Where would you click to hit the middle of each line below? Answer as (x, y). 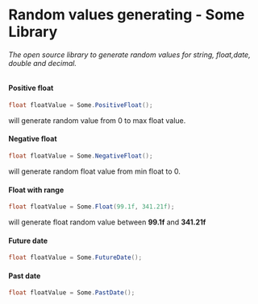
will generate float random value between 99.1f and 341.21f (107, 222)
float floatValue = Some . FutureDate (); (75, 258)
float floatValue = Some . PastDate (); (72, 293)
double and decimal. (42, 63)
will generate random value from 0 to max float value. (97, 120)
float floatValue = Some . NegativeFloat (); (81, 156)
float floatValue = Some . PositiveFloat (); (81, 105)
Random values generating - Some (127, 15)
